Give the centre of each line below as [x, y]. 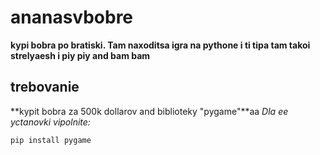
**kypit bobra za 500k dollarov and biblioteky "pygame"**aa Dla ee [149, 111]
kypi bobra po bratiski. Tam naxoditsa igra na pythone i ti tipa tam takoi [160, 45]
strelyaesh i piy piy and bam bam [80, 55]
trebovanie [45, 87]
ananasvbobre [72, 17]
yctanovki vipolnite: [50, 122]
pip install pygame [51, 140]
